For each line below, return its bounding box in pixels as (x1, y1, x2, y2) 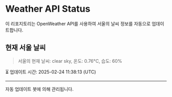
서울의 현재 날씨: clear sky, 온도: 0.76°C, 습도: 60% (17, 58, 122, 64)
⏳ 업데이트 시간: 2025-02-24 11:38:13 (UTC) (5, 68, 96, 75)
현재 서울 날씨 (5, 43, 46, 52)
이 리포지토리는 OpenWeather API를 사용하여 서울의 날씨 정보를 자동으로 (5, 20, 151, 27)
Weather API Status (5, 3, 91, 15)
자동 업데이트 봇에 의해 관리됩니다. (5, 86, 74, 92)
